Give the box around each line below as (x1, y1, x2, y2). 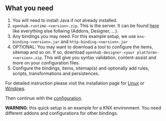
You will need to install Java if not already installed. (12, 17, 118, 23)
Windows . (5, 85, 26, 91)
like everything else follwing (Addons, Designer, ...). (12, 27, 119, 34)
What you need (5, 4, 54, 12)
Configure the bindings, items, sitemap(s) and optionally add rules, (12, 65, 150, 71)
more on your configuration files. (12, 59, 80, 65)
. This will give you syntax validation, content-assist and (41, 54, 157, 60)
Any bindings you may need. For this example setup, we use (12, 33, 136, 39)
